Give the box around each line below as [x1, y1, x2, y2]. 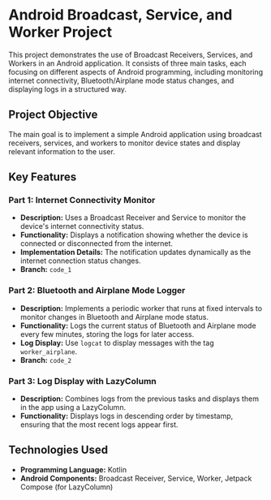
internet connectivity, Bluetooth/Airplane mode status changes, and [8, 75, 234, 85]
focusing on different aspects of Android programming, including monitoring [8, 67, 264, 76]
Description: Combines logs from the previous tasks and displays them [19, 394, 260, 403]
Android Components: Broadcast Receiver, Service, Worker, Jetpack [19, 473, 252, 483]
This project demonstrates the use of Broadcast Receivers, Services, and [8, 50, 253, 59]
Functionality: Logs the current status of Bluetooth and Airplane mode [19, 321, 257, 330]
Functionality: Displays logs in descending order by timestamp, [19, 412, 234, 421]
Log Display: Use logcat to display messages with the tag [19, 338, 214, 347]
